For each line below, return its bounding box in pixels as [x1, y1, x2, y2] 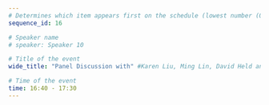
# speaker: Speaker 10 [8, 41, 84, 49]
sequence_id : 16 [8, 19, 62, 27]
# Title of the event [8, 55, 81, 64]
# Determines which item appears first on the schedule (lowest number [8, 11, 252, 20]
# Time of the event [8, 77, 78, 85]
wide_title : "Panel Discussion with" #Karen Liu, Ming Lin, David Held [8, 63, 252, 71]
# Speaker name [8, 33, 59, 41]
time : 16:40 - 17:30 [8, 84, 78, 92]
